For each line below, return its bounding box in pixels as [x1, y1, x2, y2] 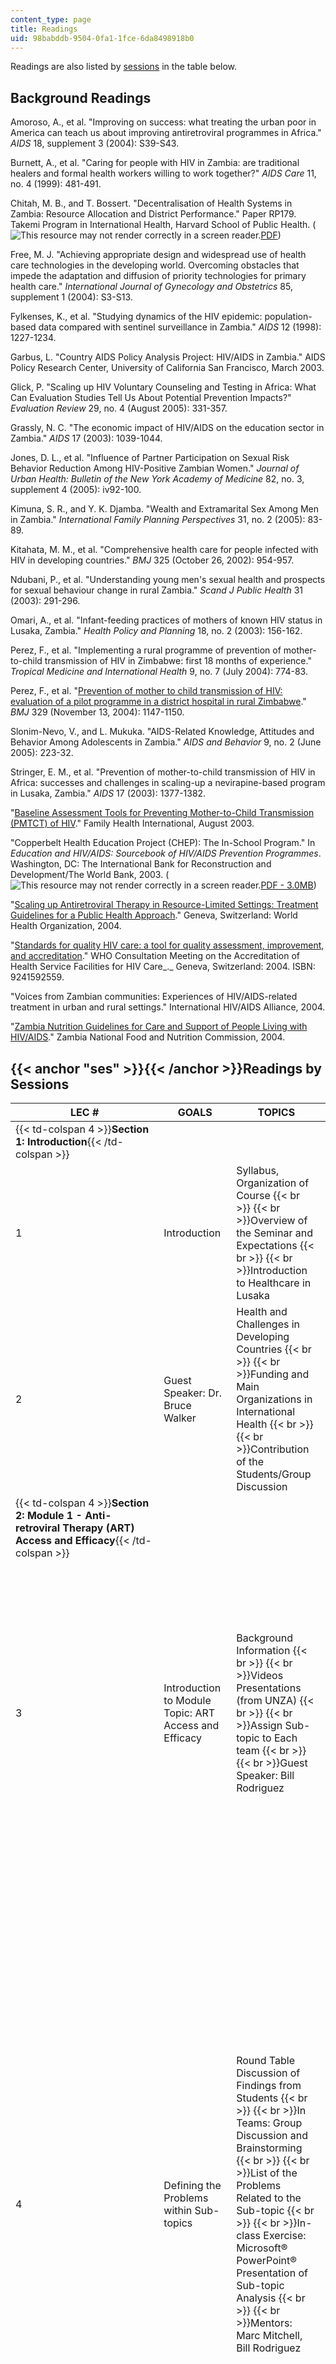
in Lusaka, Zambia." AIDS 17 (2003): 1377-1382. [10, 787, 207, 800]
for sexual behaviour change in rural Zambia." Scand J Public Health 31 [10, 584, 303, 596]
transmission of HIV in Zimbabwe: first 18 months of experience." [44, 655, 312, 667]
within [163, 2204, 193, 2217]
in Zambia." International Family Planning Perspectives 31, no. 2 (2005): [10, 514, 306, 526]
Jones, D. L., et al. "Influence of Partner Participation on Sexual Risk [10, 452, 290, 464]
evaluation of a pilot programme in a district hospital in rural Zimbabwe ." [10, 696, 307, 708]
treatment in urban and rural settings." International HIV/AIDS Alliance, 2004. [10, 1001, 326, 1013]
